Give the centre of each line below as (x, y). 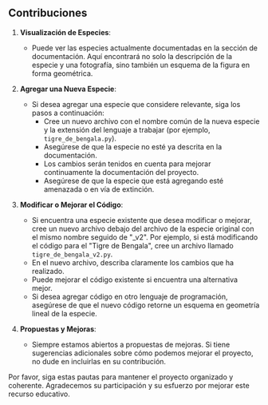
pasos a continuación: (68, 113)
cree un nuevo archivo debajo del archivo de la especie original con (143, 228)
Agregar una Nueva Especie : (68, 89)
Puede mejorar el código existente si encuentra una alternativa (134, 280)
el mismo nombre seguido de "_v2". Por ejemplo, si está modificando (145, 237)
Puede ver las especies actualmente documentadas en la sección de (144, 48)
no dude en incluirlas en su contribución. (99, 361)
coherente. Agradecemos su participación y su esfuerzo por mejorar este (129, 385)
